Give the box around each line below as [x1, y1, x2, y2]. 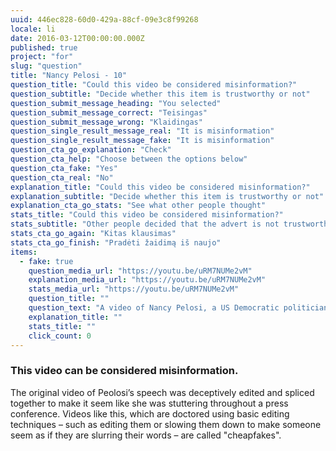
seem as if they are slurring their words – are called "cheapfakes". [10, 429, 282, 441]
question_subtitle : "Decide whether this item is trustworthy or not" [10, 89, 311, 99]
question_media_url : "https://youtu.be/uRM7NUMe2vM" [28, 266, 253, 276]
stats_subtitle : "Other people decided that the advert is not [10, 219, 280, 230]
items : [10, 247, 38, 257]
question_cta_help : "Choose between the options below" [10, 154, 248, 164]
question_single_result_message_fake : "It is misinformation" [10, 136, 275, 146]
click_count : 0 [28, 331, 92, 341]
